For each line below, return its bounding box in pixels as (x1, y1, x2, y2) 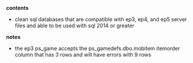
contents (6, 5, 29, 11)
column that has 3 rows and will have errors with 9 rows (14, 51, 152, 58)
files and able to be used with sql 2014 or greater (14, 22, 134, 29)
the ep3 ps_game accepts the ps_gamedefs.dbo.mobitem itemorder (14, 45, 181, 52)
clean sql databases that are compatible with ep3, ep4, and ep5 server (14, 16, 188, 22)
